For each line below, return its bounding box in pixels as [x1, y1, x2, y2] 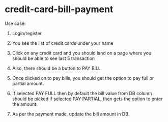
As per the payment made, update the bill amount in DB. [12, 111, 130, 117]
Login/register [12, 30, 42, 36]
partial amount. [12, 80, 44, 86]
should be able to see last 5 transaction [12, 55, 95, 62]
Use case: [5, 20, 26, 26]
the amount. [12, 101, 38, 107]
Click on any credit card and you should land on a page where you [12, 50, 152, 56]
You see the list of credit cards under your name [12, 40, 114, 46]
